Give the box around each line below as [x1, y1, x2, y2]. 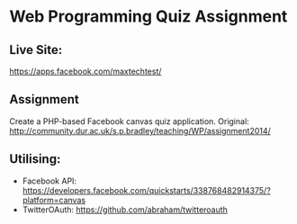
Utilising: [9, 151, 61, 167]
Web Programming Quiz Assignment [9, 6, 288, 27]
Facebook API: [22, 175, 77, 186]
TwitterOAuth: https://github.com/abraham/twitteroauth [22, 204, 228, 215]
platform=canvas [22, 194, 86, 205]
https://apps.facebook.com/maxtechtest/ [9, 66, 162, 76]
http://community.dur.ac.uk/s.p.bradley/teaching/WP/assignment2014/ [9, 125, 272, 136]
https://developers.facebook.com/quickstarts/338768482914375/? [22, 184, 272, 195]
